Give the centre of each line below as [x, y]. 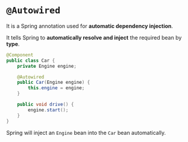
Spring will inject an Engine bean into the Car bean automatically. [86, 132]
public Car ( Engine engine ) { [54, 83]
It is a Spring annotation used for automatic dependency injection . [90, 26]
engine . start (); [48, 110]
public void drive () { [45, 105]
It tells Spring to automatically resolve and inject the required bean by [94, 37]
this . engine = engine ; [56, 88]
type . [13, 44]
